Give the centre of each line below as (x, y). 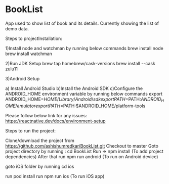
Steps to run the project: (31, 130)
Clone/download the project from (40, 141)
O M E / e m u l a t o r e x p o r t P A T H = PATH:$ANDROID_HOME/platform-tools (75, 106)
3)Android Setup (23, 78)
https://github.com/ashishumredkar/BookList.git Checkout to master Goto (82, 146)
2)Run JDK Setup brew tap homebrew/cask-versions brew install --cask (80, 63)
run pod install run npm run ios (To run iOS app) (55, 176)
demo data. (17, 28)
